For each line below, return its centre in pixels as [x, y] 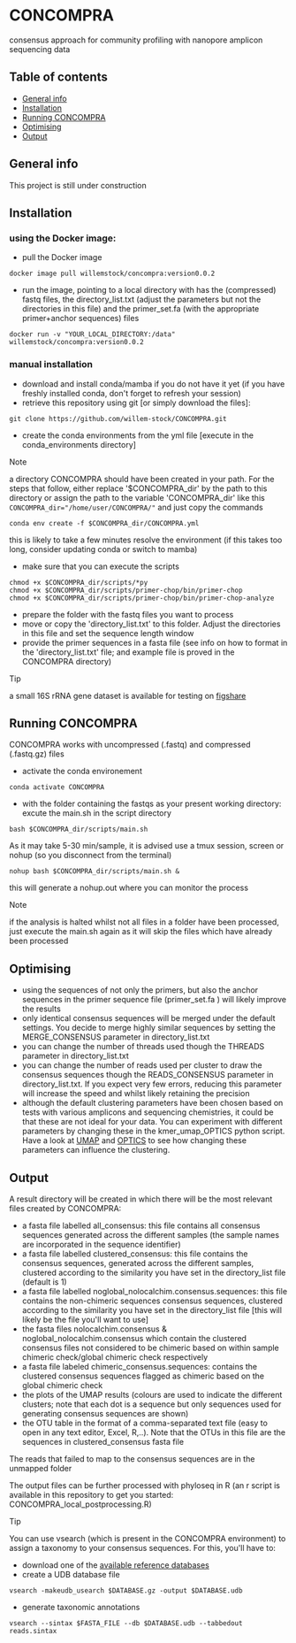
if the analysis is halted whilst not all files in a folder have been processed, [144, 922]
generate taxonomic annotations [81, 1607]
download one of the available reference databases [115, 1565]
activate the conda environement [82, 772]
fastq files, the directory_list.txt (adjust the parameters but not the [141, 299]
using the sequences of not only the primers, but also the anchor [140, 990]
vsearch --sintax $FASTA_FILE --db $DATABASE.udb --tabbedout [126, 1623]
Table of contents [58, 77]
